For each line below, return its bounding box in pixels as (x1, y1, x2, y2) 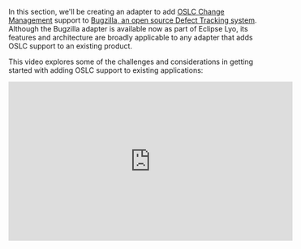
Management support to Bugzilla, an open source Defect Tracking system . (8, 15, 257, 25)
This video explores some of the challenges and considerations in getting (8, 57, 254, 66)
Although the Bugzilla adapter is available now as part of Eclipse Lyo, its (8, 24, 249, 33)
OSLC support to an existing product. (8, 41, 132, 51)
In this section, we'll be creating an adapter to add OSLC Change (8, 7, 225, 16)
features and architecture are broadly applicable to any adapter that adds (8, 32, 253, 42)
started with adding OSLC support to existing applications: (8, 65, 204, 75)
